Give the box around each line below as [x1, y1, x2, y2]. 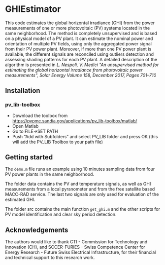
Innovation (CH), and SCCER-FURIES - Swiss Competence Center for [5, 244, 145, 250]
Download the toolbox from [12, 113, 68, 118]
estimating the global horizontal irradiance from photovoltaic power [5, 67, 143, 73]
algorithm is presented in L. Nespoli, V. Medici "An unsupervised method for [5, 62, 159, 68]
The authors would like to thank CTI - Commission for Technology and [5, 239, 148, 245]
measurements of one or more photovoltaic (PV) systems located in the [5, 25, 150, 31]
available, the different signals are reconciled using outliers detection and [5, 51, 154, 57]
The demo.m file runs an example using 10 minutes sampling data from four [5, 166, 155, 172]
